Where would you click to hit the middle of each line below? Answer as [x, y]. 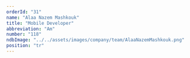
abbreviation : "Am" [31, 29]
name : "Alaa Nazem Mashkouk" [43, 18]
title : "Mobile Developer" [40, 23]
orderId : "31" [24, 12]
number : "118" [24, 34]
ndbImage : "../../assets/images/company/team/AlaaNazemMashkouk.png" [96, 40]
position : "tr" [25, 46]
